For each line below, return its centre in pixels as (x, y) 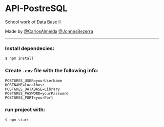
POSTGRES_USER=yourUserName (34, 80)
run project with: (25, 110)
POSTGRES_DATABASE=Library (32, 89)
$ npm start (17, 120)
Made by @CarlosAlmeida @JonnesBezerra (49, 31)
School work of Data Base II (33, 22)
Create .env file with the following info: (52, 71)
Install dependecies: (30, 48)
